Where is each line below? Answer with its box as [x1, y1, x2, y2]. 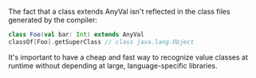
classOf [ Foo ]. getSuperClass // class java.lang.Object [8, 37, 195, 46]
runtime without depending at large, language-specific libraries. [8, 60, 218, 70]
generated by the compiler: [8, 15, 97, 25]
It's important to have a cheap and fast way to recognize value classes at [8, 52, 249, 62]
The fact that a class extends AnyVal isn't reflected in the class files [8, 7, 230, 16]
